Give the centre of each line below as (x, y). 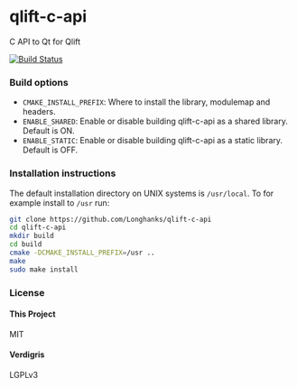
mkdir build (32, 236)
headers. (39, 112)
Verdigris (27, 355)
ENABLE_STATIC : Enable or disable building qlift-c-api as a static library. (152, 141)
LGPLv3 (24, 374)
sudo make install (44, 269)
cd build (26, 244)
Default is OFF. (50, 150)
